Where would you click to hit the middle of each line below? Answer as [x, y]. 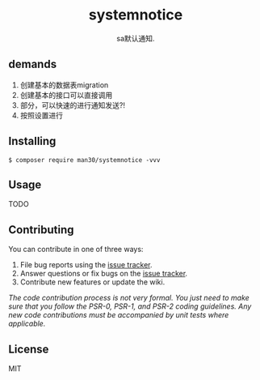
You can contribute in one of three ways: [76, 250]
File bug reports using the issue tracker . [86, 265]
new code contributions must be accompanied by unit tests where [119, 315]
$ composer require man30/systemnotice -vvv [84, 160]
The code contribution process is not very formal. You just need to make [129, 298]
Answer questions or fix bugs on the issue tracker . [104, 274]
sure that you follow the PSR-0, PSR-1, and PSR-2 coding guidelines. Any [130, 306]
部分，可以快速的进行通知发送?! [72, 105]
